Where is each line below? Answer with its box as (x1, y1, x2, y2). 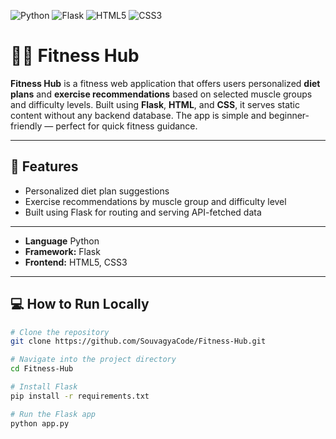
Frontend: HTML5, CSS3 (24, 256, 128, 268)
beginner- (268, 109, 310, 121)
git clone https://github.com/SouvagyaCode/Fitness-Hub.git (10, 336, 267, 347)
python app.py (10, 418, 70, 429)
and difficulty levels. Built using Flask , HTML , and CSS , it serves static (10, 98, 300, 110)
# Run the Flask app (10, 409, 97, 419)
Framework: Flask (24, 245, 101, 257)
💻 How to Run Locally (10, 296, 150, 313)
